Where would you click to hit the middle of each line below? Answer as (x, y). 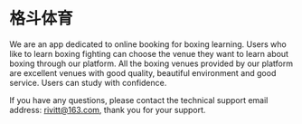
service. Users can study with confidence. (88, 82)
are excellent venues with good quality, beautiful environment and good (143, 72)
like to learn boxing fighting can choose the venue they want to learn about (149, 53)
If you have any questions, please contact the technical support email (139, 100)
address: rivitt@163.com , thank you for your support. (108, 110)
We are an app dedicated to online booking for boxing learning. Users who (148, 44)
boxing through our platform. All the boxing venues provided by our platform (151, 63)
